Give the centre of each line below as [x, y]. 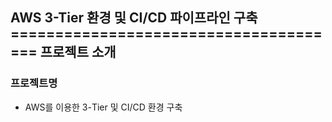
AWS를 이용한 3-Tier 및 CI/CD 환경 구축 [103, 107]
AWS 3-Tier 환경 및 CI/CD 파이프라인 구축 [134, 18]
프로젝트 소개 [78, 52]
